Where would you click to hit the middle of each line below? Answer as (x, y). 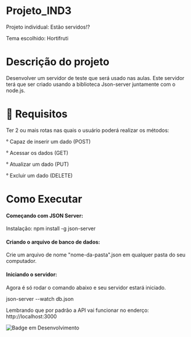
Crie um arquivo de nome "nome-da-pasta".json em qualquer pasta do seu (96, 255)
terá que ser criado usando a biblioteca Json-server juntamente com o (91, 84)
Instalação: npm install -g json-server (51, 228)
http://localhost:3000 (31, 316)
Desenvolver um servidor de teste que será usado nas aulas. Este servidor (95, 78)
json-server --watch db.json (40, 298)
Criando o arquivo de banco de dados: (53, 242)
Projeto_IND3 (39, 11)
